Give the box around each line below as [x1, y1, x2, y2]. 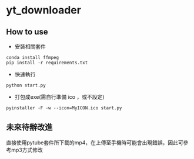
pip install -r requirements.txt [6, 60, 88, 65]
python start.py [6, 82, 46, 88]
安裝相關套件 [14, 43, 46, 50]
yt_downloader [6, 4, 81, 17]
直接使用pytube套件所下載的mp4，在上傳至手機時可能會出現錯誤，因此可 [6, 139, 183, 146]
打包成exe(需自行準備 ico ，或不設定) [14, 94, 105, 100]
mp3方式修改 [11, 146, 43, 153]
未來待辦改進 [6, 122, 53, 132]
